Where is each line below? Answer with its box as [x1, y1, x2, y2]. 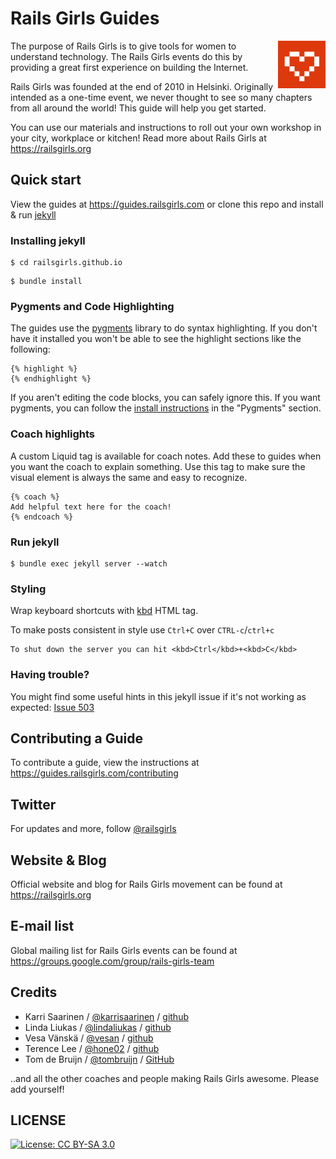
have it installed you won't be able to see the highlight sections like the [10, 333, 302, 345]
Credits [10, 984, 58, 1001]
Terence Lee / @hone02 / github [24, 1042, 160, 1054]
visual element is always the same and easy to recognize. [10, 471, 248, 483]
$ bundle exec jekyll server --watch [10, 558, 168, 569]
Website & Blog [10, 852, 107, 869]
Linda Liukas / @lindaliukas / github [24, 1021, 172, 1033]
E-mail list [10, 918, 75, 935]
